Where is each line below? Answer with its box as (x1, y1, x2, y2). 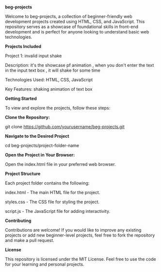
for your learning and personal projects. (5, 261, 84, 267)
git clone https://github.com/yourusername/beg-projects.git (5, 124, 125, 129)
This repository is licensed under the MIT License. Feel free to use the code (5, 256, 156, 262)
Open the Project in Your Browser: (5, 152, 75, 158)
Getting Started (5, 96, 37, 101)
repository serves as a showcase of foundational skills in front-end (5, 24, 138, 30)
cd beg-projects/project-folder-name (5, 143, 80, 148)
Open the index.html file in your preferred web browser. (5, 161, 116, 167)
